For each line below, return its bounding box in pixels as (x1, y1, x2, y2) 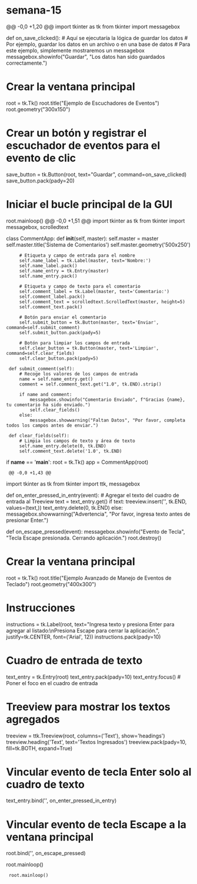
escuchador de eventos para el (6, 139, 161, 152)
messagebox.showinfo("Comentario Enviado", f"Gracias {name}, (29, 397, 185, 403)
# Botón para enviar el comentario (19, 314, 107, 320)
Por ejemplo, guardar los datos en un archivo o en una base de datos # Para (6, 41, 191, 48)
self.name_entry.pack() (19, 273, 78, 279)
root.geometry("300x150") (6, 105, 71, 112)
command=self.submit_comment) (6, 324, 81, 330)
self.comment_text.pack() (19, 304, 83, 310)
